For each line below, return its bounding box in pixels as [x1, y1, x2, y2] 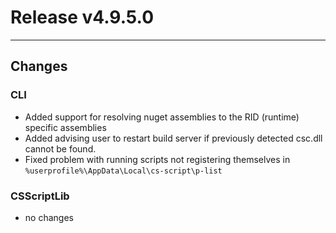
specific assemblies [24, 121, 107, 133]
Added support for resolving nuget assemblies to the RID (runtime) [24, 111, 300, 123]
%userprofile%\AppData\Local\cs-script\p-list [24, 166, 223, 176]
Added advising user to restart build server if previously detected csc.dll [24, 132, 323, 144]
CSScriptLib [10, 189, 70, 203]
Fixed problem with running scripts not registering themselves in [24, 153, 291, 165]
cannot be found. [24, 142, 97, 155]
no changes [24, 211, 74, 223]
